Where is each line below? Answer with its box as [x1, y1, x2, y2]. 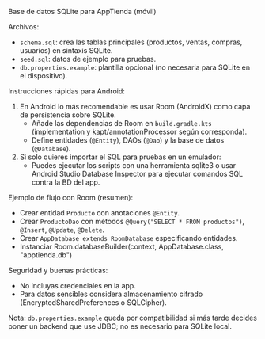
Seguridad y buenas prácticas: [8, 265, 108, 275]
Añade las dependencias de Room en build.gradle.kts [31, 119, 212, 128]
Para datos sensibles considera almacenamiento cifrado [19, 289, 203, 299]
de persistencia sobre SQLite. [19, 110, 116, 120]
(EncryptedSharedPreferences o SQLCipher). [19, 298, 168, 307]
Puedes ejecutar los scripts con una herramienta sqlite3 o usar [31, 161, 236, 169]
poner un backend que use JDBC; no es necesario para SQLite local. [8, 322, 232, 331]
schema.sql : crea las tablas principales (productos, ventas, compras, [19, 37, 243, 47]
